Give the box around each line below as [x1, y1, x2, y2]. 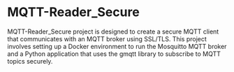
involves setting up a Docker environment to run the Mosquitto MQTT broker [7, 42, 227, 50]
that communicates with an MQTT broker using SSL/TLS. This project [7, 34, 207, 43]
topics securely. [7, 57, 53, 65]
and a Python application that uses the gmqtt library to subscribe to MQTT [7, 50, 221, 58]
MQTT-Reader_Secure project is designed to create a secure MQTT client [7, 27, 219, 36]
